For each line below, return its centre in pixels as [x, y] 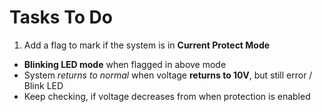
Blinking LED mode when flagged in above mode [125, 64]
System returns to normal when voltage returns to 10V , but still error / [168, 75]
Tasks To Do [61, 17]
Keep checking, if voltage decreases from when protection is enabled [167, 96]
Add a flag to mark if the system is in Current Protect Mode [147, 45]
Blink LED [43, 85]
